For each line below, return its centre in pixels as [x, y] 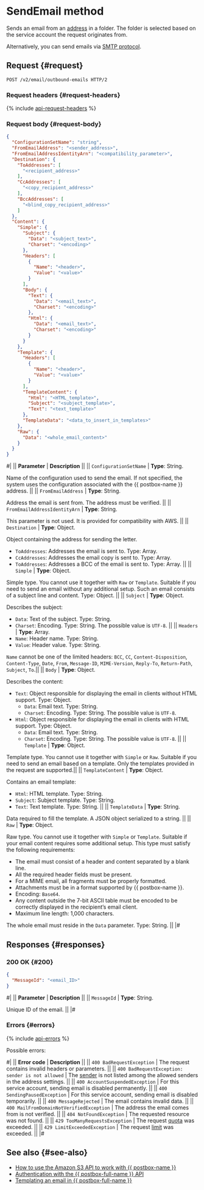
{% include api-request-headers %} [51, 109]
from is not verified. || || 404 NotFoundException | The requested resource [98, 1114]
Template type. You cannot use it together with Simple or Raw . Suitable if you [101, 757]
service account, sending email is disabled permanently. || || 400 [87, 1088]
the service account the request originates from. [67, 34]
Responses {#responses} [56, 944]
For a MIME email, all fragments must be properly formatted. [91, 881]
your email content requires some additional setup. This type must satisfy [98, 843]
